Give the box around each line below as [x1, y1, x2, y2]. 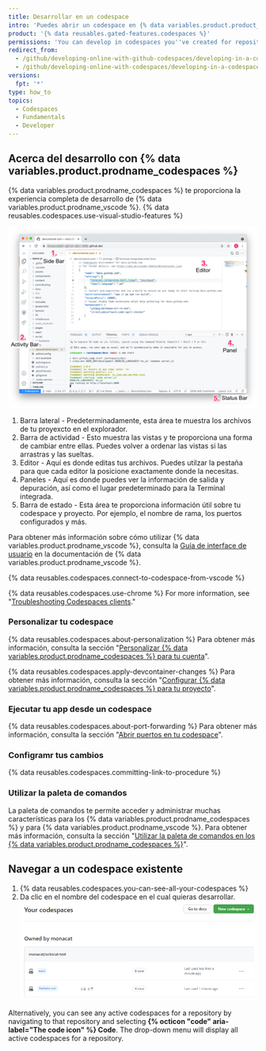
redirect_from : [8, 46, 59, 55]
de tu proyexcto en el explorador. [19, 424, 128, 433]
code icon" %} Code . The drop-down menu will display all [47, 1025, 239, 1034]
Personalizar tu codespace [8, 616, 114, 627]
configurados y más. [19, 517, 87, 526]
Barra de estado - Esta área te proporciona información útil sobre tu [19, 500, 241, 510]
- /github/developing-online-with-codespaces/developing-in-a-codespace [15, 64, 260, 71]
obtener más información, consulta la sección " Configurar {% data [8, 675, 226, 684]
